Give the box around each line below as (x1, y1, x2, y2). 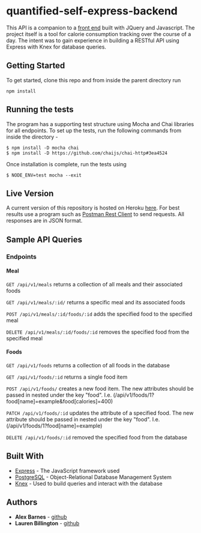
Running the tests (6, 104, 74, 115)
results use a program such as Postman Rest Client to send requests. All (6, 211, 185, 218)
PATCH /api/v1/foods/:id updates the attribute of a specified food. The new (6, 409, 194, 417)
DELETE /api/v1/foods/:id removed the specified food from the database (6, 434, 188, 441)
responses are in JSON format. (6, 217, 83, 224)
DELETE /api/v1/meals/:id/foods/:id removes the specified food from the (6, 328, 190, 336)
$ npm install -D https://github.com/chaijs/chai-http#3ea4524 (6, 150, 168, 156)
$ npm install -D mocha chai (6, 145, 79, 151)
